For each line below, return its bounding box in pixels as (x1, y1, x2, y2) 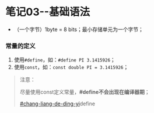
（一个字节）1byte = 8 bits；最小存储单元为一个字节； (13, 26, 143, 33)
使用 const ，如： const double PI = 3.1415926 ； (13, 64, 129, 71)
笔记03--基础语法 (5, 5, 90, 19)
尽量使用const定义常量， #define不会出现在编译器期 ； (19, 88, 150, 95)
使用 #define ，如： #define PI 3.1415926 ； (13, 56, 116, 63)
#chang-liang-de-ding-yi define (19, 100, 96, 107)
